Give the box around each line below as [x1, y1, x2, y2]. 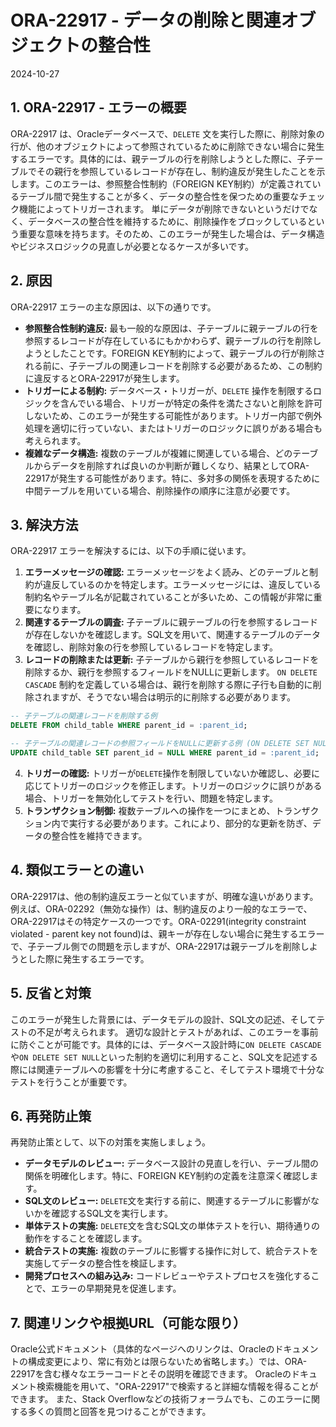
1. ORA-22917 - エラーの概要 [10, 99, 187, 116]
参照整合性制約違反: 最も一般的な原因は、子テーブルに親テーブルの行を [24, 322, 319, 334]
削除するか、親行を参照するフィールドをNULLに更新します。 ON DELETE [24, 666, 318, 678]
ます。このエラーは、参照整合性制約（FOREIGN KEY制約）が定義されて [18, 177, 313, 190]
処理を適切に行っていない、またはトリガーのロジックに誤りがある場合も [24, 422, 323, 434]
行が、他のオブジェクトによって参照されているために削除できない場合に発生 [10, 140, 325, 152]
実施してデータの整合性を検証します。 [24, 1257, 182, 1270]
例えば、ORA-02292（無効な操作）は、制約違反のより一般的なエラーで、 [10, 902, 313, 915]
